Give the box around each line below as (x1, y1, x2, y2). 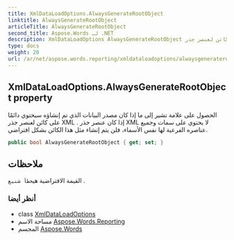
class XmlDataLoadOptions (17, 209, 96, 218)
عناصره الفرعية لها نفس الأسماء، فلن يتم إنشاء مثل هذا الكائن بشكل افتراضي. (8, 125, 208, 134)
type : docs (8, 42, 40, 49)
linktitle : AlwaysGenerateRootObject (8, 17, 117, 24)
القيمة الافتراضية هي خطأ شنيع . (8, 177, 85, 185)
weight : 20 (8, 49, 40, 56)
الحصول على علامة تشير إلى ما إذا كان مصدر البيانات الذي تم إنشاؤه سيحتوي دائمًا (8, 111, 217, 119)
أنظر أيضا (8, 194, 36, 204)
